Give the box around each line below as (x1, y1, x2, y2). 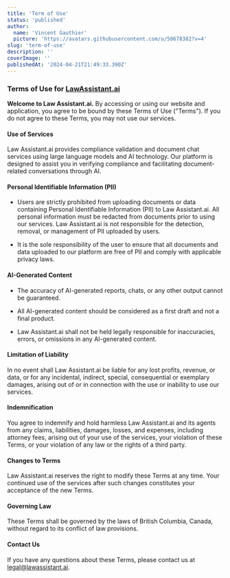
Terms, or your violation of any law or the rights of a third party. (7, 441, 187, 449)
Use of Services (7, 130, 54, 138)
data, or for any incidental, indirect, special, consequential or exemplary (7, 373, 210, 381)
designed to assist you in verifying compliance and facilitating (7, 159, 182, 168)
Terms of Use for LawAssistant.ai (7, 84, 120, 93)
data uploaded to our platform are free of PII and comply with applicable (16, 248, 222, 256)
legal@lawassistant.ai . (7, 563, 70, 571)
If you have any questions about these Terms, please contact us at (7, 555, 196, 564)
